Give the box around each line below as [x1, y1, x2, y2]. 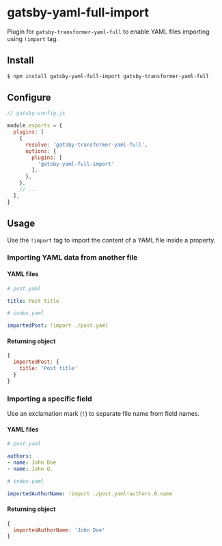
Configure [7, 92, 51, 103]
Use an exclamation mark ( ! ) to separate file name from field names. [7, 410, 200, 417]
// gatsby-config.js [7, 110, 66, 117]
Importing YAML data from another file [7, 253, 138, 262]
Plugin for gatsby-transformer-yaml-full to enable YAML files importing [7, 27, 210, 36]
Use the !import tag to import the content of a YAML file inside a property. [7, 236, 216, 244]
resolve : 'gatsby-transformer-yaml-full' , [25, 141, 148, 148]
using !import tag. [7, 34, 59, 42]
